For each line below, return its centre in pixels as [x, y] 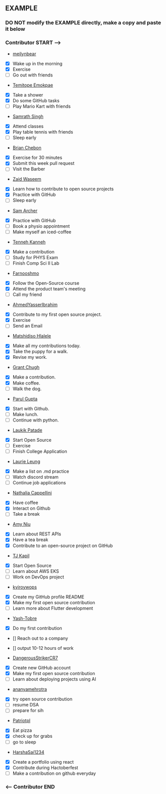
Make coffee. [26, 383]
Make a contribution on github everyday [54, 773]
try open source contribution [42, 699]
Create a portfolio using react [43, 762]
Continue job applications [39, 483]
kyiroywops [25, 587]
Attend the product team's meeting [49, 288]
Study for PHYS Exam [35, 257]
